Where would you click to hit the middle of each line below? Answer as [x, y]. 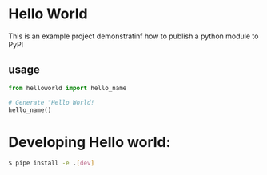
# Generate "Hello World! [51, 102]
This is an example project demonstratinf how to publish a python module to [133, 36]
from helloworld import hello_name [68, 88]
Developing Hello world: [90, 142]
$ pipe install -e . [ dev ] [51, 163]
